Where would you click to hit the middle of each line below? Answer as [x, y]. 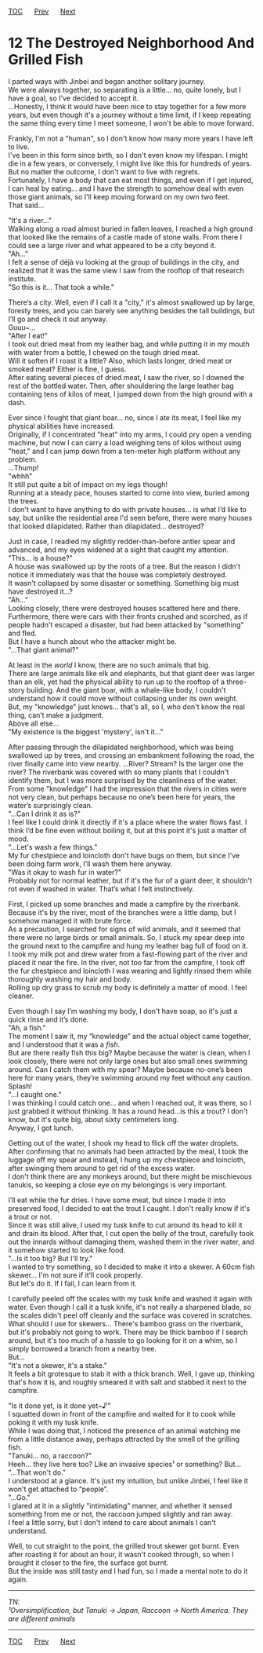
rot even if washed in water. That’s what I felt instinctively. [101, 889]
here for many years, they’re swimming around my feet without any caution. [130, 1077]
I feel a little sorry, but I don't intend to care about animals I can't [112, 1522]
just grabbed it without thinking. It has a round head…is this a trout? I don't [128, 1111]
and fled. [22, 633]
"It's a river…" [30, 220]
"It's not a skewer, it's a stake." [58, 1365]
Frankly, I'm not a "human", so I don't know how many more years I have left [131, 138]
